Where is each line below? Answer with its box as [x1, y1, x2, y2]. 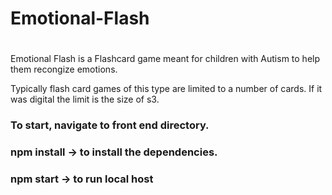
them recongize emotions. [10, 63, 118, 76]
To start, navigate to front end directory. [10, 118, 210, 132]
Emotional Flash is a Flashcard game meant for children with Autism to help [10, 53, 321, 65]
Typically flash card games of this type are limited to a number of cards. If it [10, 83, 323, 95]
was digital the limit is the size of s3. [10, 93, 160, 106]
